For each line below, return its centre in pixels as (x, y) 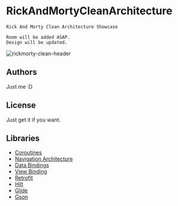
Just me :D (19, 86)
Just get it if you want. (34, 120)
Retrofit (24, 178)
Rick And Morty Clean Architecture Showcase (62, 27)
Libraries (23, 138)
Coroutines (28, 152)
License (21, 105)
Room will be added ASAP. (38, 37)
